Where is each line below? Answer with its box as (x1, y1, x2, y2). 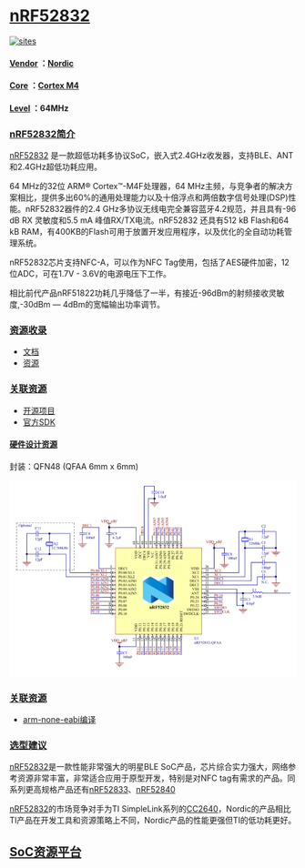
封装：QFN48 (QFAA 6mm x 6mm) (9, 460, 139, 471)
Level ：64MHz (9, 102, 69, 114)
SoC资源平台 (9, 843, 82, 860)
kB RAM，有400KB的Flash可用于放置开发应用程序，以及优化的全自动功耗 (9, 227, 285, 237)
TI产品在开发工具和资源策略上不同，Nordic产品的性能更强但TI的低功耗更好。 (9, 815, 297, 826)
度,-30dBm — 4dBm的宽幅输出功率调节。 (9, 299, 166, 310)
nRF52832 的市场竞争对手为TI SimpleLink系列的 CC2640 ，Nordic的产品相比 (9, 803, 291, 814)
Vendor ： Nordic (9, 57, 75, 68)
